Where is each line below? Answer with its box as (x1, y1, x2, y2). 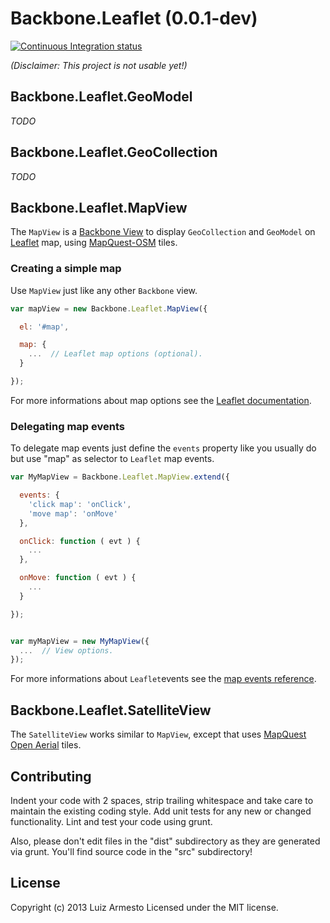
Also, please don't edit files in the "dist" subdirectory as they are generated (10, 835, 321, 847)
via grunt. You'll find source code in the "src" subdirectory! (10, 845, 253, 857)
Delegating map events (10, 419, 125, 433)
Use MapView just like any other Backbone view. (10, 284, 198, 296)
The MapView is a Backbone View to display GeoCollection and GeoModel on (10, 226, 316, 238)
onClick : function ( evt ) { (19, 536, 141, 546)
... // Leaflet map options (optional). (28, 349, 203, 359)
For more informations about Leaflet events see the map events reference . (10, 673, 317, 685)
